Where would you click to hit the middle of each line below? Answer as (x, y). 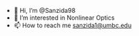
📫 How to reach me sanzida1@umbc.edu (73, 25)
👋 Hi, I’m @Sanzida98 (45, 11)
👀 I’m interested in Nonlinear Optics (64, 18)
